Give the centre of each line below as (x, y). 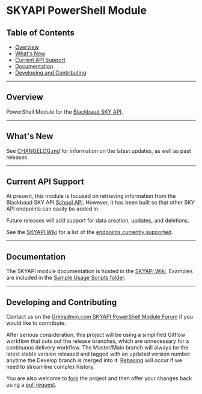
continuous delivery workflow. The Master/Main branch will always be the (97, 348)
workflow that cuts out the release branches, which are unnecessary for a (98, 341)
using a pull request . (32, 385)
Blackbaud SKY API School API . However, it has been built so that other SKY (101, 203)
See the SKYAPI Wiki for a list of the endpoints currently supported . (90, 232)
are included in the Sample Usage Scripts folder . (66, 278)
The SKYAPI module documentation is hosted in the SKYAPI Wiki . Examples (100, 271)
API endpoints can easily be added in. (53, 209)
